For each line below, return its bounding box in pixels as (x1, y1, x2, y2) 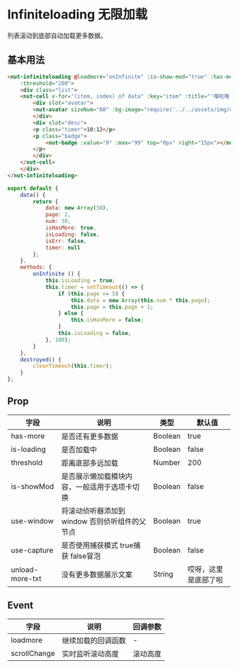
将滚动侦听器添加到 (61, 506, 126, 516)
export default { (7, 185, 59, 192)
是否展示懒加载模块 (61, 471, 126, 481)
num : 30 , (45, 217, 72, 225)
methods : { (20, 264, 52, 271)
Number (153, 458, 181, 468)
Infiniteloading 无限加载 (7, 6, 148, 23)
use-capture (11, 545, 54, 555)
